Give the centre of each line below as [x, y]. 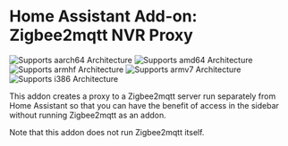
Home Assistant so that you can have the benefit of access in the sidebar [144, 105]
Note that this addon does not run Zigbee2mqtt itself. [107, 132]
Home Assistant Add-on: [103, 16]
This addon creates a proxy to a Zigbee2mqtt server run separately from [143, 96]
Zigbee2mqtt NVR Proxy [102, 35]
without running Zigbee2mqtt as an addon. [88, 115]
